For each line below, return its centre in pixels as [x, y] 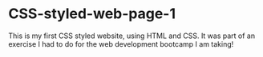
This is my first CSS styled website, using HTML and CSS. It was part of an [131, 36]
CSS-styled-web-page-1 [92, 14]
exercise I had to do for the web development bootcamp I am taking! [121, 44]
